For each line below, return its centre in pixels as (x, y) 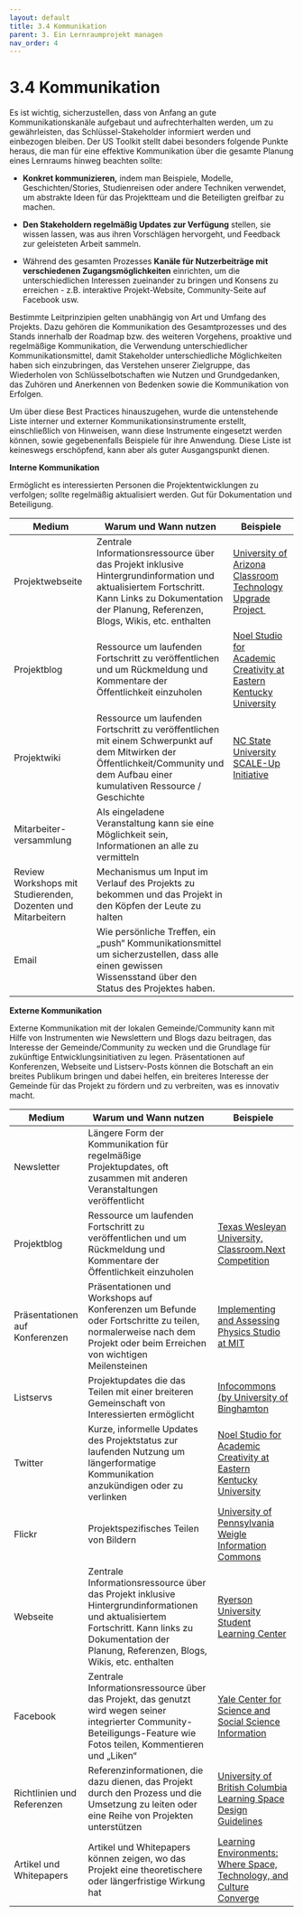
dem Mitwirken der (136, 752)
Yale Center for (249, 1699)
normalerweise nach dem (142, 1332)
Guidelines (240, 1821)
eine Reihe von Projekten (141, 1816)
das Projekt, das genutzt (139, 1699)
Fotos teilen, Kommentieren (146, 1744)
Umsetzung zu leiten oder (142, 1805)
